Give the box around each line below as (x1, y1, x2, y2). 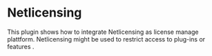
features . (7, 42, 35, 50)
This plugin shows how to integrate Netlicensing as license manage (7, 28, 199, 36)
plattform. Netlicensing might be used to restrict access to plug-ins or (7, 35, 206, 43)
